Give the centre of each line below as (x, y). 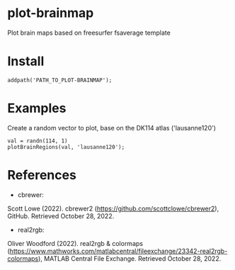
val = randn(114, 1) (38, 141)
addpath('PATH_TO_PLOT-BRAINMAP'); (60, 80)
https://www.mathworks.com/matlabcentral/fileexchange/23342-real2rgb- (119, 251)
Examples (37, 108)
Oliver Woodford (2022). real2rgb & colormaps (75, 243)
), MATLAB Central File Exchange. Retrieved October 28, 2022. (130, 258)
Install (26, 61)
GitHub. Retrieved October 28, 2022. (61, 216)
